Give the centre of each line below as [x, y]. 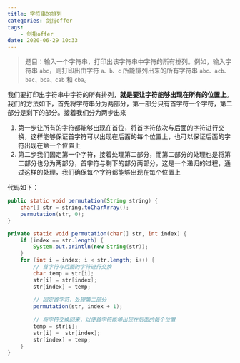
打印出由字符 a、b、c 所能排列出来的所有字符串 [130, 71]
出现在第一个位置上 [52, 145]
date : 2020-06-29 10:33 [43, 41]
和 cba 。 [78, 80]
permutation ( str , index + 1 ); [78, 307]
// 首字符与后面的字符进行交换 [72, 267]
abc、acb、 [215, 71]
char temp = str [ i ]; [64, 273]
